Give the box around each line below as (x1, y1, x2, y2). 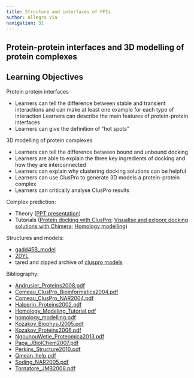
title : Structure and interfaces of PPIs (6, 8, 111, 15)
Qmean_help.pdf (14, 352, 56, 359)
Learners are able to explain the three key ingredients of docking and (14, 154, 186, 162)
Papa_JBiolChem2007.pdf (14, 339, 79, 346)
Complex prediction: (6, 198, 56, 205)
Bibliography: (6, 270, 39, 277)
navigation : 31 (6, 20, 44, 26)
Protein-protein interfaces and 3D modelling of (6, 42, 184, 52)
